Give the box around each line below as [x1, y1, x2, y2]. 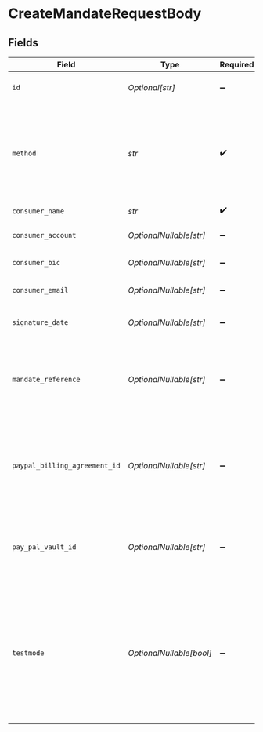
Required [219, 60, 254, 70]
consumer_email [12, 286, 69, 294]
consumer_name [12, 206, 65, 216]
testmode [12, 649, 45, 657]
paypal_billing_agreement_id [12, 461, 121, 470]
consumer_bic [12, 258, 61, 267]
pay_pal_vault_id [12, 543, 77, 552]
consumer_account [12, 231, 77, 239]
